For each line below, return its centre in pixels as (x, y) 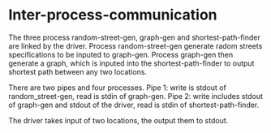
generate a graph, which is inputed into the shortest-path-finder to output (131, 63)
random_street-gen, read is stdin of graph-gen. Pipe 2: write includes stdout (136, 96)
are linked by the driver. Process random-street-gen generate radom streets (135, 45)
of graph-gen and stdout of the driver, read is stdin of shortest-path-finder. (134, 105)
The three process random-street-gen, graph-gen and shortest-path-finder (135, 37)
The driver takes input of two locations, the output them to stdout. (118, 120)
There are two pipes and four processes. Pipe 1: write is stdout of (118, 88)
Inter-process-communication (113, 15)
